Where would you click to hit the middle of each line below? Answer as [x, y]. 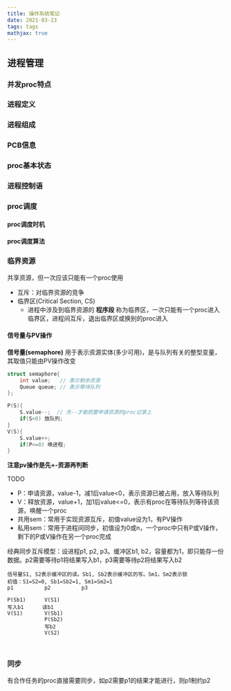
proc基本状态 [29, 166]
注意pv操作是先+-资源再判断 [48, 465]
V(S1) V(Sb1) [35, 614]
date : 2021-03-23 [32, 20]
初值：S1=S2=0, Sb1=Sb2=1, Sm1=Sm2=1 [60, 582]
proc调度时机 [26, 224]
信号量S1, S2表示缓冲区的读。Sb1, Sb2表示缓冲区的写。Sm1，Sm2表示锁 [98, 574]
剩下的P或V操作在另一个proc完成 [64, 537]
